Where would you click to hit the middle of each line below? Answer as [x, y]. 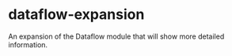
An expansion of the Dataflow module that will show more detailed [116, 36]
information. [28, 44]
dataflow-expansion [76, 15]
